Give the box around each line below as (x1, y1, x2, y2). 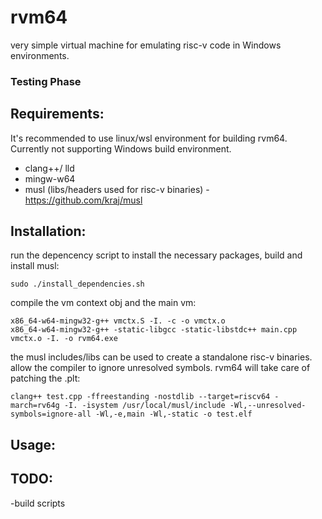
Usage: (10, 436, 57, 453)
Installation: (10, 223, 87, 240)
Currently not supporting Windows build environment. (10, 142, 232, 155)
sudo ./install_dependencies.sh (10, 279, 145, 290)
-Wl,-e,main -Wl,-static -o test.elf (95, 409, 253, 420)
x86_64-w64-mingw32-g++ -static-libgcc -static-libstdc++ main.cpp (10, 325, 298, 335)
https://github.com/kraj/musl (24, 194, 143, 206)
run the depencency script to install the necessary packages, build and (10, 249, 303, 261)
